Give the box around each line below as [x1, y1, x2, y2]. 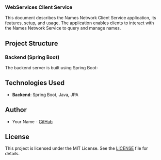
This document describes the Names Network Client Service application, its [5, 15, 157, 21]
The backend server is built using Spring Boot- [5, 64, 98, 70]
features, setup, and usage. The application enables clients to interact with [5, 20, 154, 26]
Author [5, 106, 27, 114]
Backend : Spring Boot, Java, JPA [12, 92, 79, 97]
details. [5, 151, 20, 157]
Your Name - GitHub [12, 118, 53, 125]
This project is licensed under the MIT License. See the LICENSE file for [5, 145, 148, 151]
